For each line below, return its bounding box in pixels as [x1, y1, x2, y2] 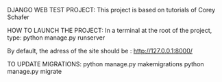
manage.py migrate [7, 68, 62, 75]
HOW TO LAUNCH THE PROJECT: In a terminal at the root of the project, [7, 27, 212, 34]
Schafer [7, 13, 29, 21]
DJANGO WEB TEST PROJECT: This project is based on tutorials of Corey [7, 6, 216, 14]
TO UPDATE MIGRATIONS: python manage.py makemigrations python [7, 60, 204, 68]
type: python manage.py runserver [7, 33, 106, 42]
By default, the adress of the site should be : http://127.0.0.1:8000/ [7, 47, 193, 55]
